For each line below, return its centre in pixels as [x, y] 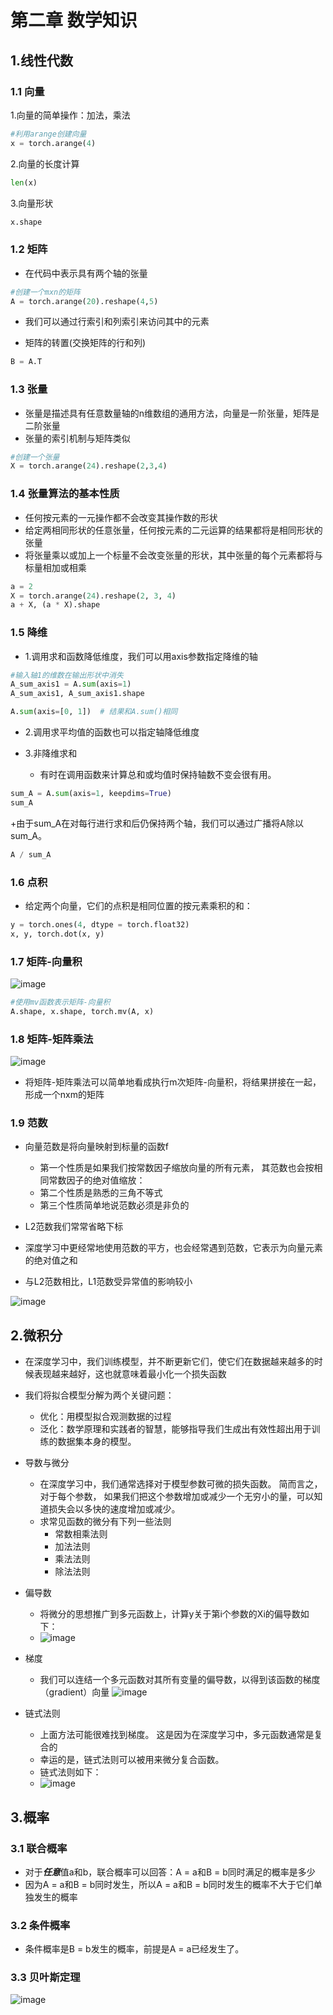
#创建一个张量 [35, 457]
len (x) [24, 182]
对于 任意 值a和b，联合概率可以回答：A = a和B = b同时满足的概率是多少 [170, 1872]
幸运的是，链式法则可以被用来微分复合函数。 [132, 1760]
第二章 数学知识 [74, 20]
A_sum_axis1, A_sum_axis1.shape [77, 694]
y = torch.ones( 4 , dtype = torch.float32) [100, 924]
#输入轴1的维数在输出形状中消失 [67, 675]
